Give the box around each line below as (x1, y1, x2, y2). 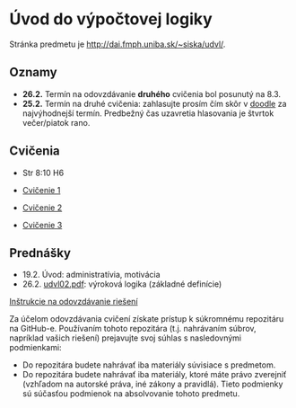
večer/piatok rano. (22, 117, 91, 128)
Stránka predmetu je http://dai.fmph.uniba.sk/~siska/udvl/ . (9, 39, 226, 49)
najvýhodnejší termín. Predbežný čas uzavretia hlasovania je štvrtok (22, 108, 274, 119)
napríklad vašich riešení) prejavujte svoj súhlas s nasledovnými (9, 333, 242, 343)
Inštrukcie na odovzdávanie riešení (9, 297, 138, 307)
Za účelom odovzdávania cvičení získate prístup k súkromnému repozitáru (9, 314, 284, 324)
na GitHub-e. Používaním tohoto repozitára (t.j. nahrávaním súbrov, (9, 324, 257, 334)
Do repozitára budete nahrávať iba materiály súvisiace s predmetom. (22, 359, 276, 370)
